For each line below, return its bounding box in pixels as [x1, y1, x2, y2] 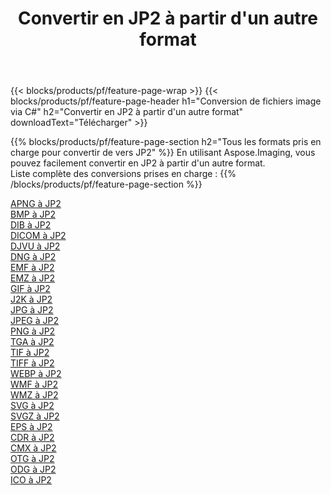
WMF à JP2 [10, 378, 58, 391]
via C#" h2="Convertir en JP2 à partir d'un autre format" [10, 106, 244, 118]
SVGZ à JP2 [10, 410, 60, 422]
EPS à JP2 [10, 421, 53, 433]
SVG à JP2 [10, 400, 55, 412]
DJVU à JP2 [10, 240, 61, 252]
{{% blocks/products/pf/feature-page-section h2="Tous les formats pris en [10, 136, 322, 148]
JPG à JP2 [10, 304, 54, 316]
